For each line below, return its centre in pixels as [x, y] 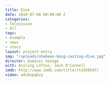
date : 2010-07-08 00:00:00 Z [35, 14]
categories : [17, 19]
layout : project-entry [29, 51]
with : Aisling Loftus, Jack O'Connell [45, 65]
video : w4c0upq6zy [24, 75]
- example [15, 38]
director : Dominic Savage [32, 61]
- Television [19, 24]
